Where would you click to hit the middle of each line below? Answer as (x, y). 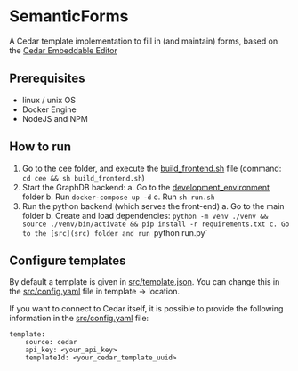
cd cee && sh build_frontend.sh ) (83, 177)
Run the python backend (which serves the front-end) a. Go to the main (153, 206)
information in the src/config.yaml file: (79, 319)
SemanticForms (69, 16)
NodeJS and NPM (55, 118)
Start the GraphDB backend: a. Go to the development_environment (145, 187)
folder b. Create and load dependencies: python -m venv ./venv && (145, 215)
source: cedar (51, 343)
